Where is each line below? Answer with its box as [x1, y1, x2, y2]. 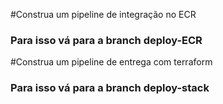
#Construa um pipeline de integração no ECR [10, 9, 197, 20]
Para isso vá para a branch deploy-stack [10, 81, 210, 95]
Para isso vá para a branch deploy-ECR [10, 33, 203, 47]
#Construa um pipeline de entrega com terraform [10, 56, 213, 68]
